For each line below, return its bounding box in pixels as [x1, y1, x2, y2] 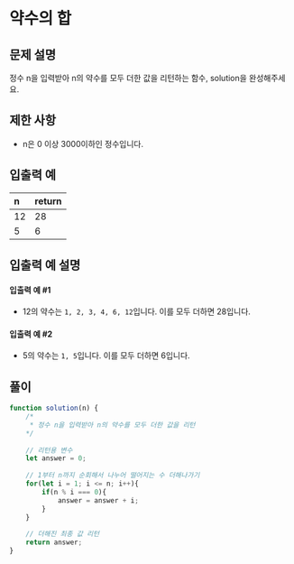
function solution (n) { [9, 403, 99, 413]
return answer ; [25, 538, 83, 547]
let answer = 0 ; [25, 454, 87, 463]
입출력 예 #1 [9, 284, 51, 295]
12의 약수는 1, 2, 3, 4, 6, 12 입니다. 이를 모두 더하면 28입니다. [22, 306, 251, 317]
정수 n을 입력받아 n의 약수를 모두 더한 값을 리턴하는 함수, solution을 [9, 73, 248, 83]
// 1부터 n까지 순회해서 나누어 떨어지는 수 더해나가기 [25, 471, 200, 480]
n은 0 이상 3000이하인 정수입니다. [22, 138, 144, 149]
